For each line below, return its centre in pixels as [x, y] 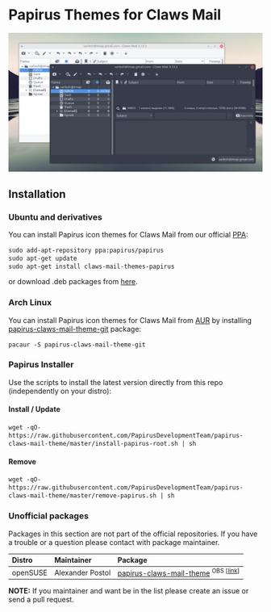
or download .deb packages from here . [73, 282]
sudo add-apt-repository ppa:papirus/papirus [86, 251]
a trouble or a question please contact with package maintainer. [114, 542]
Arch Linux [30, 303]
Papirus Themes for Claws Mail [115, 15]
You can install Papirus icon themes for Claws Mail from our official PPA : [128, 235]
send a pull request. [41, 600]
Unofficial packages [48, 516]
